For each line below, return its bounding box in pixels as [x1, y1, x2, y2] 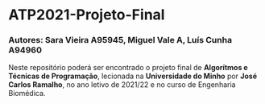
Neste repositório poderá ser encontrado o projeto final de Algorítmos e [8, 63, 248, 73]
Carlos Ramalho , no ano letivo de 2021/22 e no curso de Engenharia [8, 80, 236, 89]
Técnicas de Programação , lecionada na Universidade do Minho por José [8, 71, 258, 81]
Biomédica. [8, 89, 46, 98]
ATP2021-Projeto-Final [8, 6, 165, 24]
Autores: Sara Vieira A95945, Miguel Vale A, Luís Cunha [8, 35, 232, 46]
